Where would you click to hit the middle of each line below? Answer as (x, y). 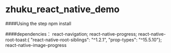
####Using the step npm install (38, 23)
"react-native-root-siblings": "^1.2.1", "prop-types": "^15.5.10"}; (96, 40)
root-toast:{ (17, 40)
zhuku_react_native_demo (63, 9)
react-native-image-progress (36, 45)
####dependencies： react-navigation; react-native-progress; (71, 34)
